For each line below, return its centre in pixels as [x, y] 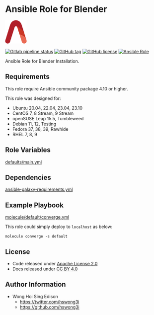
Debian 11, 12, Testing [34, 124]
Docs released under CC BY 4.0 [45, 269]
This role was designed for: [33, 98]
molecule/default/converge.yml [37, 217]
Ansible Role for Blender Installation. [42, 61]
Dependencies [28, 177]
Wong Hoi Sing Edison [35, 296]
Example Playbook [34, 205]
